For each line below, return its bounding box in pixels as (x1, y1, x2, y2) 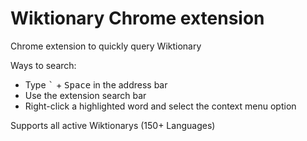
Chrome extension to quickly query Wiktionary (10, 40, 202, 52)
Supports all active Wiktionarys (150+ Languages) (10, 119, 216, 131)
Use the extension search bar (24, 89, 147, 101)
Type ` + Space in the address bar (24, 78, 168, 91)
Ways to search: (10, 59, 77, 71)
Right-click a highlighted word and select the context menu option (24, 100, 297, 112)
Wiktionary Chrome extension (10, 7, 265, 30)
